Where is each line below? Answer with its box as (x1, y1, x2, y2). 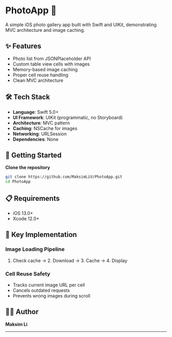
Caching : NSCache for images (12, 125, 78, 131)
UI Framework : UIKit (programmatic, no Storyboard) (12, 114, 123, 120)
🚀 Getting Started (5, 151, 62, 159)
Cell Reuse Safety (5, 270, 51, 277)
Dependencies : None (12, 136, 59, 142)
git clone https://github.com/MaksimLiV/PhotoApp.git (5, 174, 123, 180)
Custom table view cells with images (12, 61, 90, 67)
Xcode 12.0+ (12, 215, 40, 222)
